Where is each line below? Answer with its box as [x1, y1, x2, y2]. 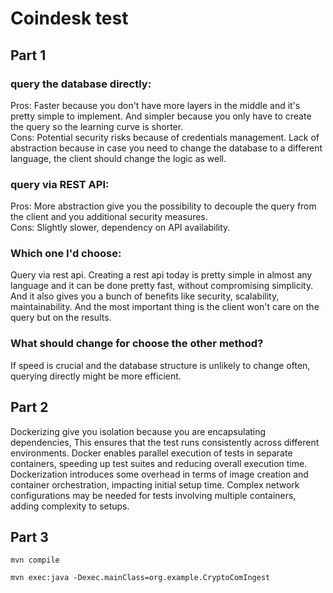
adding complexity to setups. [10, 500, 130, 512]
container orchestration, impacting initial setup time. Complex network [10, 478, 300, 491]
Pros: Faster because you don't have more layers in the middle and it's [10, 99, 301, 111]
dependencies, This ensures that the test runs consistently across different [10, 436, 320, 448]
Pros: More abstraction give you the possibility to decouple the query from [10, 200, 317, 212]
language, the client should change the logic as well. [10, 152, 227, 164]
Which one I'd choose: [10, 247, 122, 261]
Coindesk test [10, 7, 129, 30]
